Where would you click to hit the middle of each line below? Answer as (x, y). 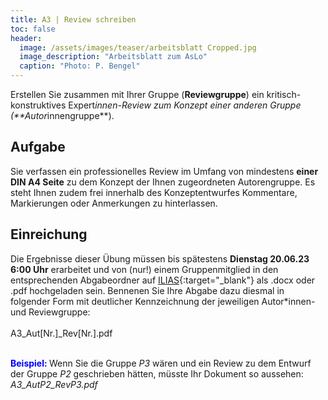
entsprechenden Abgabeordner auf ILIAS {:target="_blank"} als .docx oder (163, 280)
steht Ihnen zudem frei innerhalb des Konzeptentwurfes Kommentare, (154, 192)
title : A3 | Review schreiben (73, 19)
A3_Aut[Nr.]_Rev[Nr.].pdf (61, 333)
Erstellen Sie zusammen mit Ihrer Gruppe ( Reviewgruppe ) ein (137, 94)
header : (26, 38)
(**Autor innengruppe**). (62, 115)
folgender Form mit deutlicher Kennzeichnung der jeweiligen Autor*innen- (163, 301)
